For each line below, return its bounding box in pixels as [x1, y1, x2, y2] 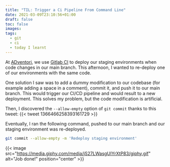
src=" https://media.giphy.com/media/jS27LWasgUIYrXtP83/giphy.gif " [5, 150, 151, 156]
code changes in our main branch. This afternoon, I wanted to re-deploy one [5, 64, 165, 70]
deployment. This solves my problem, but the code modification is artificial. [5, 96, 162, 102]
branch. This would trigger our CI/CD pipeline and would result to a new [5, 90, 156, 96]
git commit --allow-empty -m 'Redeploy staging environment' [5, 136, 138, 141]
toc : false [5, 21, 28, 27]
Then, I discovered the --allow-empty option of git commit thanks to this [5, 105, 156, 111]
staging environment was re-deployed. [5, 126, 86, 132]
